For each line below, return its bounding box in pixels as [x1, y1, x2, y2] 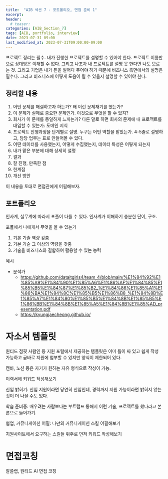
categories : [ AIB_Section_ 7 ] [5, 26, 66, 31]
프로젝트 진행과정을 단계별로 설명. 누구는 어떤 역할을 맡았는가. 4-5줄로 [12, 128, 150, 134]
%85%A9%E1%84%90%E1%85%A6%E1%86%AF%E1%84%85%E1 [20, 279, 162, 286]
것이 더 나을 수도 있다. [5, 393, 48, 399]
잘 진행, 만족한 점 [12, 160, 46, 166]
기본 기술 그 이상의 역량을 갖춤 [12, 241, 72, 247]
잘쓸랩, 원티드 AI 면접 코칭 [5, 468, 57, 474]
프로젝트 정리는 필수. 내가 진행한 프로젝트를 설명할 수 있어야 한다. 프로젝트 [5, 54, 149, 60]
